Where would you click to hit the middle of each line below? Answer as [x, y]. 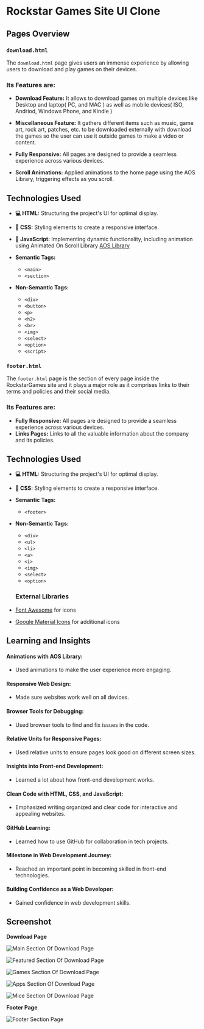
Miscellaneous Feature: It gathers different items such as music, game [104, 123]
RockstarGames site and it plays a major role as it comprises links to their [98, 385]
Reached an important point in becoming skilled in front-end [90, 869]
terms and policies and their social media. [58, 392]
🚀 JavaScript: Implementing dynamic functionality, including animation [104, 239]
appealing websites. [40, 814]
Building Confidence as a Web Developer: [60, 889]
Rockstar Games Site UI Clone [83, 11]
